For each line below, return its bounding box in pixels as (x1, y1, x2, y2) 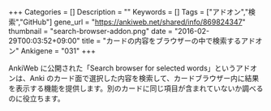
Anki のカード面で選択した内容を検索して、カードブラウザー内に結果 (29, 74, 260, 83)
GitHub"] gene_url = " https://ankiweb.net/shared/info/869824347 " (23, 17, 246, 27)
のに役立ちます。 (8, 94, 65, 103)
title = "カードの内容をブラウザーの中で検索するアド (81, 36, 256, 45)
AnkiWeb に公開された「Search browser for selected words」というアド (8, 63, 251, 73)
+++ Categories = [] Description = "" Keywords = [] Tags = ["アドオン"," (8, 7, 249, 16)
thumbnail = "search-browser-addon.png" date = (8, 27, 173, 36)
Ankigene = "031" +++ (20, 46, 96, 55)
